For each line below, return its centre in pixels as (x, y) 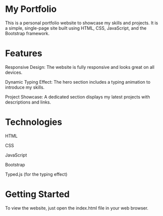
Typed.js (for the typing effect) (36, 174)
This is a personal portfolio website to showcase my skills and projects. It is (82, 23)
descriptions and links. (28, 102)
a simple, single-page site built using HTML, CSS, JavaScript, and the (76, 28)
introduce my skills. (25, 87)
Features (24, 54)
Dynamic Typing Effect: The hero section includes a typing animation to (78, 82)
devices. (14, 72)
